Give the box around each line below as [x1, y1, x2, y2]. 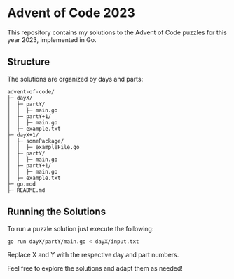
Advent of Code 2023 [7, 5, 135, 21]
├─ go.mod [7, 181, 36, 188]
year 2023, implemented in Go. [7, 35, 97, 44]
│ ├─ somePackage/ [7, 137, 64, 145]
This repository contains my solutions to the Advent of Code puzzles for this [7, 28, 228, 37]
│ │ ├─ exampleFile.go [7, 143, 80, 150]
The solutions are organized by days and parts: [7, 74, 144, 83]
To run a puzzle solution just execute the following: [7, 224, 154, 233]
